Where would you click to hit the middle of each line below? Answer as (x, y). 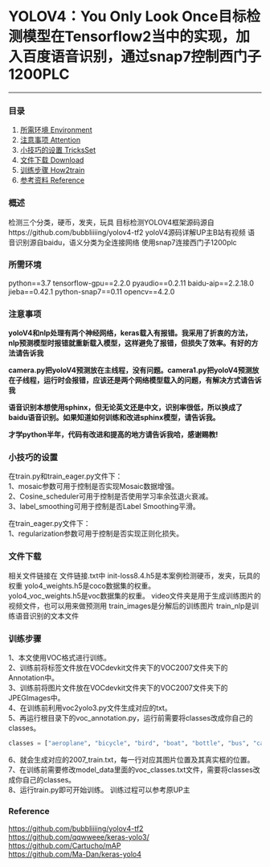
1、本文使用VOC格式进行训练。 (59, 658)
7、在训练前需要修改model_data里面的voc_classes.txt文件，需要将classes (131, 770)
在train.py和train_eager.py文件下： (65, 476)
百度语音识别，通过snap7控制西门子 (142, 57)
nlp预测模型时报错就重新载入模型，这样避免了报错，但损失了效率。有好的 (130, 343)
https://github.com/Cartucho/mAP (65, 846)
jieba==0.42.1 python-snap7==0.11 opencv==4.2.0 (92, 291)
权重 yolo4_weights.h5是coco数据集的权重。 (82, 586)
